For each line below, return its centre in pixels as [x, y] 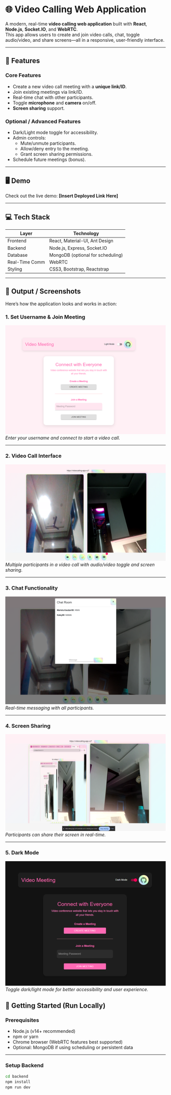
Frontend [17, 241]
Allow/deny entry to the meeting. [54, 148]
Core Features [23, 75]
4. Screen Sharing [28, 726]
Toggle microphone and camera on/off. [54, 102]
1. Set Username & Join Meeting [45, 317]
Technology [86, 233]
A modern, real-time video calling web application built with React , [76, 23]
